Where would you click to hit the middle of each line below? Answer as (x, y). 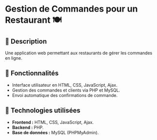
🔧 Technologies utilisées (43, 111)
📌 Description (26, 41)
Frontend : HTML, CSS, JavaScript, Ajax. (53, 122)
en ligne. (14, 58)
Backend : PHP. (28, 127)
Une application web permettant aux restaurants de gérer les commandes (79, 53)
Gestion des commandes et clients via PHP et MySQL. (66, 90)
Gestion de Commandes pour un (71, 9)
